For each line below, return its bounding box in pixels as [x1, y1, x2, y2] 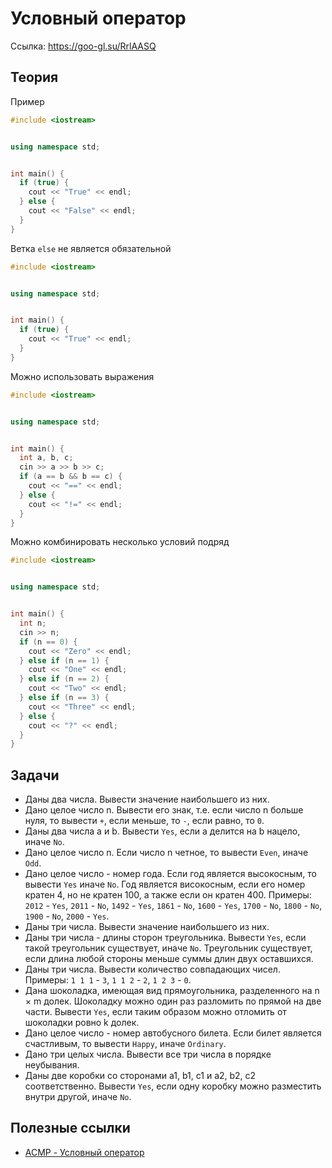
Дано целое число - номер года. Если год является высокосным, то [24, 868, 317, 880]
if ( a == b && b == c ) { [19, 472, 123, 482]
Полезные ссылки [10, 1120, 131, 1137]
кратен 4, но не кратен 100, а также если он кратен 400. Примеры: [24, 889, 312, 901]
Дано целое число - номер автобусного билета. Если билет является [24, 1027, 322, 1039]
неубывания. [24, 1059, 80, 1071]
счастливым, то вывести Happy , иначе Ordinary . [24, 1038, 227, 1050]
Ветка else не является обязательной [10, 242, 172, 254]
